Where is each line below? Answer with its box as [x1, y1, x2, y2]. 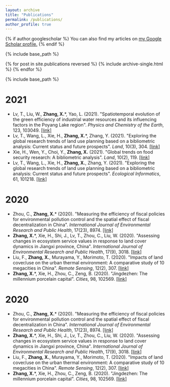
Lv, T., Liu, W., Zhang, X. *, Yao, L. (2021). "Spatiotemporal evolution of [12, 111, 160, 117]
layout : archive [5, 7, 40, 13]
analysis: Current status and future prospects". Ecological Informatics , [12, 171, 161, 177]
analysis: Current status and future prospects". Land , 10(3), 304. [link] [12, 143, 160, 150]
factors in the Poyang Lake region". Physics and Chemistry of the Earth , [12, 122, 164, 128]
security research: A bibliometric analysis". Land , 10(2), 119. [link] [12, 154, 150, 161]
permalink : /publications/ [5, 17, 63, 22]
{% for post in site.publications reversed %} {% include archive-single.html [5, 61, 163, 67]
